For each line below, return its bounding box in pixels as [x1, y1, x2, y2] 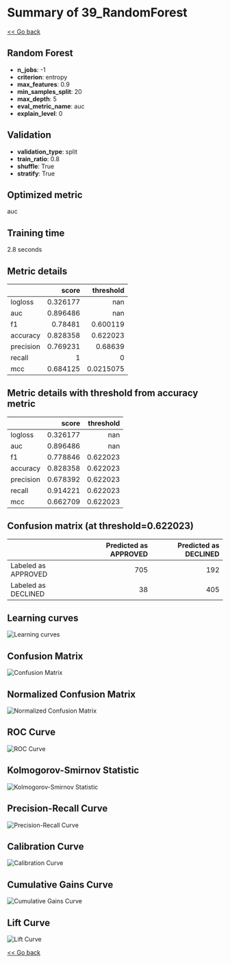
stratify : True [16, 169, 55, 178]
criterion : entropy [16, 73, 68, 81]
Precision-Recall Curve [7, 802, 108, 814]
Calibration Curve [7, 840, 84, 852]
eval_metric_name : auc [16, 102, 85, 110]
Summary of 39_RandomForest [7, 5, 188, 21]
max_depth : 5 [16, 95, 57, 103]
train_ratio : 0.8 [16, 154, 60, 163]
